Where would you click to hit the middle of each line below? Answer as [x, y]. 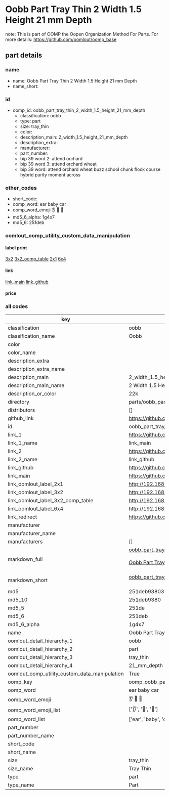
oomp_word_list [27, 719]
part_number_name [31, 736]
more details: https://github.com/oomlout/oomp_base [61, 39]
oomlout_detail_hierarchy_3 [40, 657]
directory [18, 402]
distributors [22, 410]
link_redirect [23, 517]
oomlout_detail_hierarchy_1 [40, 641]
